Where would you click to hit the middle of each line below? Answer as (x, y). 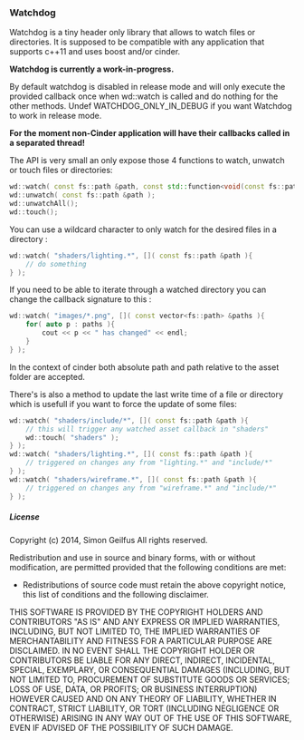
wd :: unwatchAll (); (44, 204)
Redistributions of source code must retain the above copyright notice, (154, 584)
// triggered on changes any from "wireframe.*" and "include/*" (152, 488)
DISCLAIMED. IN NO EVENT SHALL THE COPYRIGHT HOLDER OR (132, 650)
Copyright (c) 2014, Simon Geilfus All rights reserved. (109, 540)
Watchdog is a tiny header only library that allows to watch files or (133, 33)
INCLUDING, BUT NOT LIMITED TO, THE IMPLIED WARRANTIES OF (135, 631)
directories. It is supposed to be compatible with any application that (137, 42)
